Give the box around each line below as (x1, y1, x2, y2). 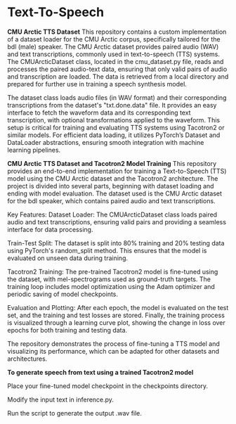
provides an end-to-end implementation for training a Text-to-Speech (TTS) (7, 167, 227, 175)
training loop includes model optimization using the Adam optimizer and (7, 282, 216, 290)
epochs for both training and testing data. (7, 326, 128, 334)
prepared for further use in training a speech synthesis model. (7, 79, 188, 88)
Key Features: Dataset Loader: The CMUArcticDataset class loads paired (7, 210, 218, 219)
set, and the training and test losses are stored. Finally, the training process (7, 311, 225, 319)
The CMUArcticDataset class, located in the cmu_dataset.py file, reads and (7, 57, 224, 65)
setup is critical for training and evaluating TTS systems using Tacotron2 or (7, 123, 225, 131)
